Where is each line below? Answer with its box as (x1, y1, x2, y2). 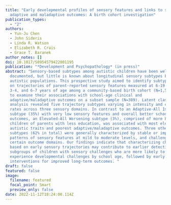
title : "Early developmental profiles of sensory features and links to (5, 7, 163, 13)
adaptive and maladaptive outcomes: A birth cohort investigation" (10, 12, 156, 17)
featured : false (5, 168, 40, 173)
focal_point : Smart (10, 183, 51, 188)
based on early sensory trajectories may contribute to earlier (10, 144, 149, 150)
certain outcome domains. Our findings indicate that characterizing (10, 140, 160, 145)
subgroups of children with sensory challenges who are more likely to (10, 150, 165, 155)
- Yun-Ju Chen (10, 31, 40, 36)
